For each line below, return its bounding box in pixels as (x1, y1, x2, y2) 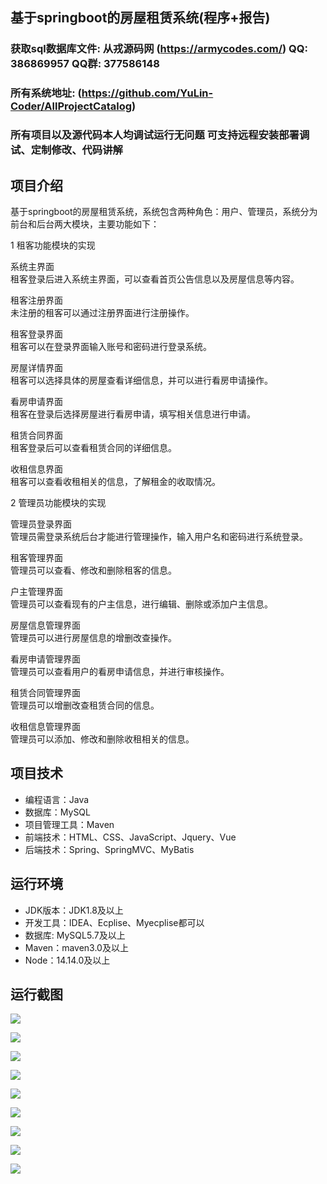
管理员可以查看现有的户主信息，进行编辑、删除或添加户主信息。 (10, 598, 273, 610)
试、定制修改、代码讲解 (10, 143, 123, 157)
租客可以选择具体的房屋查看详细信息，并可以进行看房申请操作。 (10, 374, 273, 386)
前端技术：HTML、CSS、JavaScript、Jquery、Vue (24, 831, 237, 843)
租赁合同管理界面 (10, 686, 81, 698)
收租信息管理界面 (10, 720, 81, 732)
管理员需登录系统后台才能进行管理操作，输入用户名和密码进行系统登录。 (10, 530, 308, 542)
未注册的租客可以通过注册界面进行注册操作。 (10, 306, 195, 318)
